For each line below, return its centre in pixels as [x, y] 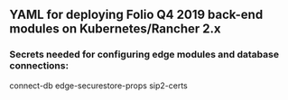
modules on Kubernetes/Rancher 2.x [115, 29]
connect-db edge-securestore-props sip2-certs [98, 86]
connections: [39, 66]
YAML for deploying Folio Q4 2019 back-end [136, 15]
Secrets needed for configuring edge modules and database [144, 55]
